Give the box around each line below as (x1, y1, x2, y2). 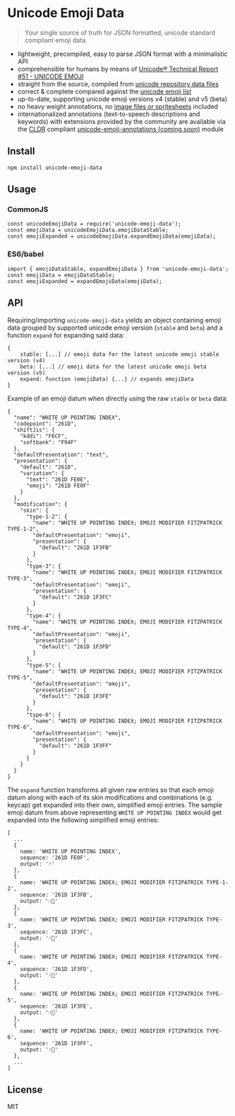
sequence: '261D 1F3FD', (20, 965, 93, 972)
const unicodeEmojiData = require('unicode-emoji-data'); (7, 221, 181, 228)
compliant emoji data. (24, 35, 88, 44)
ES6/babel (7, 249, 44, 259)
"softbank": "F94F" (20, 439, 78, 446)
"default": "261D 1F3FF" (38, 742, 112, 749)
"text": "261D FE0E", (25, 476, 90, 483)
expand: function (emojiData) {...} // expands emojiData (20, 375, 194, 383)
